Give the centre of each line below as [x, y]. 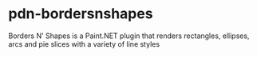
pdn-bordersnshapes [81, 14]
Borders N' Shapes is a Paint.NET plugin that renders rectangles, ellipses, [129, 36]
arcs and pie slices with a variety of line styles [84, 44]
